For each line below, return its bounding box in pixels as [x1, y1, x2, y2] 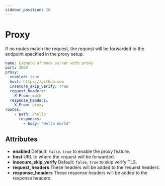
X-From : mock [14, 93, 42, 98]
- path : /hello [14, 112, 46, 117]
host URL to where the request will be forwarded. [12, 153, 115, 159]
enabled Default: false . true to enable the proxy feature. [12, 148, 130, 154]
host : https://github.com [10, 79, 64, 84]
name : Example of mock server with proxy [5, 61, 94, 66]
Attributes [5, 135, 38, 143]
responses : [18, 116, 42, 122]
